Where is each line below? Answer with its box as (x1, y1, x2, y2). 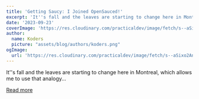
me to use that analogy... (6, 75, 66, 82)
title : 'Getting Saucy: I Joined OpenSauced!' (6, 8, 123, 15)
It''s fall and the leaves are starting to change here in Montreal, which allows (6, 68, 192, 75)
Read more (6, 86, 33, 93)
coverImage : (6, 25, 36, 31)
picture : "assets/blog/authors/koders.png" (11, 42, 120, 48)
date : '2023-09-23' (6, 19, 54, 25)
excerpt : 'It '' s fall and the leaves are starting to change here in (6, 14, 182, 20)
